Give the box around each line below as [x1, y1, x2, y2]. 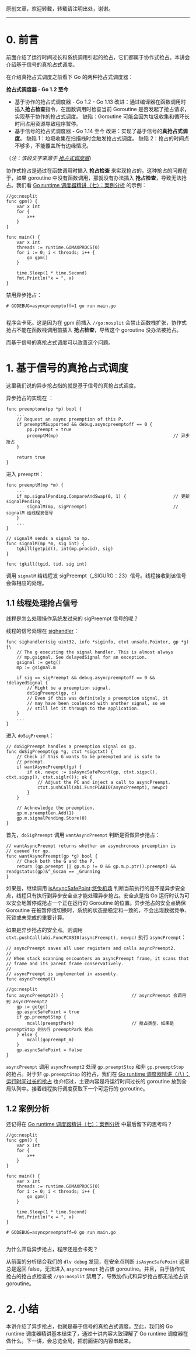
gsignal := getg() [16, 659, 61, 665]
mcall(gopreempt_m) [27, 1037, 75, 1042]
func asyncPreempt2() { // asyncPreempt [6, 992, 171, 999]
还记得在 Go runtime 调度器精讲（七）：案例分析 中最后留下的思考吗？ [6, 1120, 173, 1127]
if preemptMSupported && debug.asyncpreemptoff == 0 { [16, 421, 153, 427]
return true [16, 454, 45, 460]
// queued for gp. [6, 848, 51, 854]
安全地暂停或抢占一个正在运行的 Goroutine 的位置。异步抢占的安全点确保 [10, 899, 186, 906]
